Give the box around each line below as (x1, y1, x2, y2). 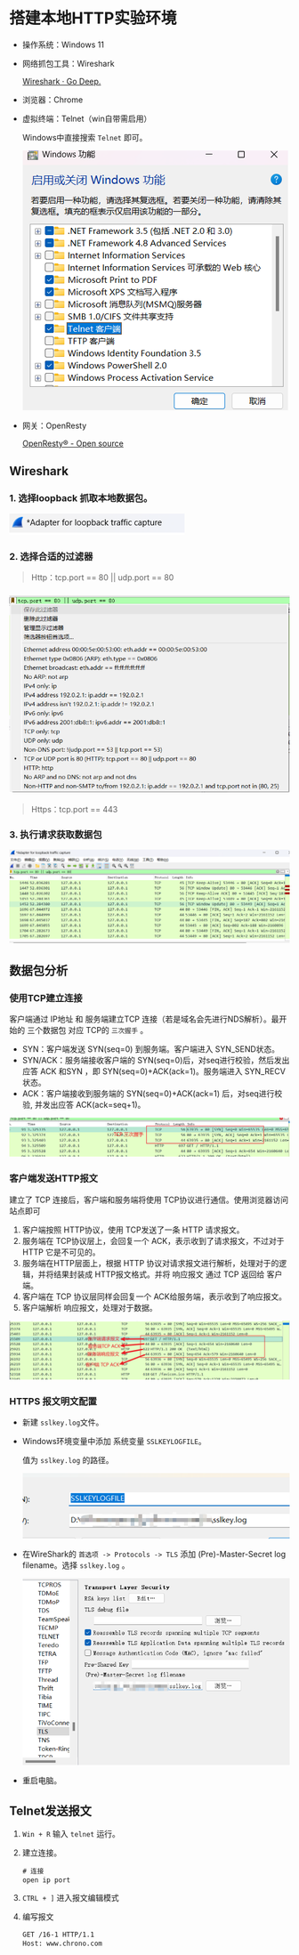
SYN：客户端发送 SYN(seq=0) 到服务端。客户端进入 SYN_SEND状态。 (21, 1043, 280, 1054)
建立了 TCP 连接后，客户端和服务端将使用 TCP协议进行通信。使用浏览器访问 (9, 1194, 289, 1205)
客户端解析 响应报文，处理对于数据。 (21, 1302, 158, 1313)
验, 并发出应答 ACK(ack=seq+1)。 (21, 1099, 146, 1110)
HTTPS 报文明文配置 (9, 1394, 98, 1407)
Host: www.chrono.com (21, 1939, 102, 1949)
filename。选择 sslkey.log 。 (21, 1559, 130, 1571)
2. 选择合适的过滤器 (9, 550, 93, 562)
